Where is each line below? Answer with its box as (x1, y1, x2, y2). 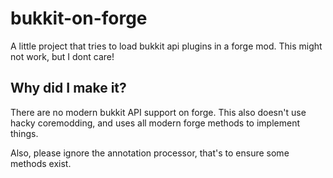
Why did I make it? (10, 80, 127, 97)
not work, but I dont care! (10, 50, 115, 62)
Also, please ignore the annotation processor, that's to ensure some (10, 147, 290, 159)
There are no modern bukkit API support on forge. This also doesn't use (10, 106, 307, 118)
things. (10, 127, 39, 139)
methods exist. (10, 157, 72, 169)
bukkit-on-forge (10, 7, 148, 30)
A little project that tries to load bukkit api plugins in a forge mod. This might (10, 40, 323, 52)
